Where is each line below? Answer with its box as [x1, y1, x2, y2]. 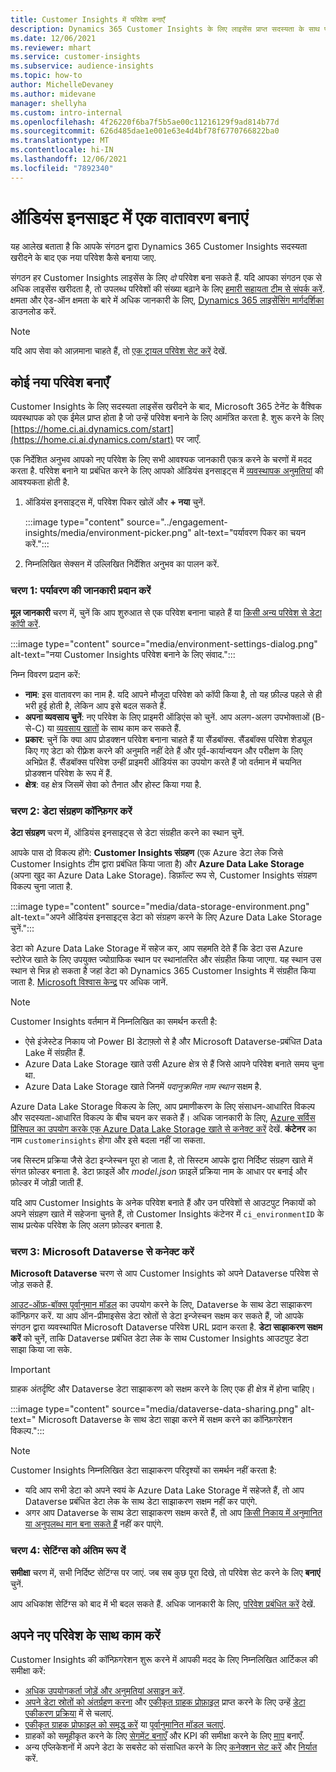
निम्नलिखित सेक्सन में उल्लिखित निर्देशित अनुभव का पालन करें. [24, 558, 220, 570]
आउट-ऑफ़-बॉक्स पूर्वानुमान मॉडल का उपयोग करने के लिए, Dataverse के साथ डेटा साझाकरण [10, 1299, 313, 1311]
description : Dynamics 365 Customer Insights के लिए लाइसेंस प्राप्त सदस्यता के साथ [10, 24, 320, 34]
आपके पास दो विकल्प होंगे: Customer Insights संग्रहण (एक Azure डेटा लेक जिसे [10, 846, 284, 858]
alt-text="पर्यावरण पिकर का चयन [193, 527, 306, 539]
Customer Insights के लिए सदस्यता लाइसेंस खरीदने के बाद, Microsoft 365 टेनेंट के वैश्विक [10, 401, 322, 413]
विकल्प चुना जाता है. [10, 880, 73, 892]
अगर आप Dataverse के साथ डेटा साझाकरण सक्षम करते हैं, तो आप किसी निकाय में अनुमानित [24, 1507, 323, 1519]
